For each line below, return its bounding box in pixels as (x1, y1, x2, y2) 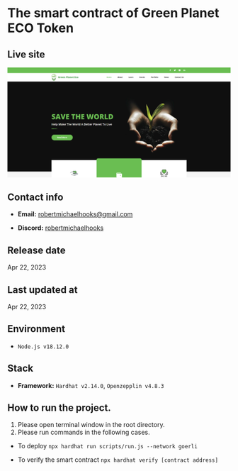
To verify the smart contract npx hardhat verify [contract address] (17, 455, 218, 464)
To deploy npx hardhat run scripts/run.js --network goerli (17, 442, 198, 450)
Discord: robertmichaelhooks (17, 223, 104, 232)
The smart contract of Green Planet (7, 5, 220, 21)
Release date (7, 244, 66, 256)
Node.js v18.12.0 (17, 343, 69, 350)
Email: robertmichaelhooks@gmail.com (17, 210, 133, 218)
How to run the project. (7, 402, 111, 414)
